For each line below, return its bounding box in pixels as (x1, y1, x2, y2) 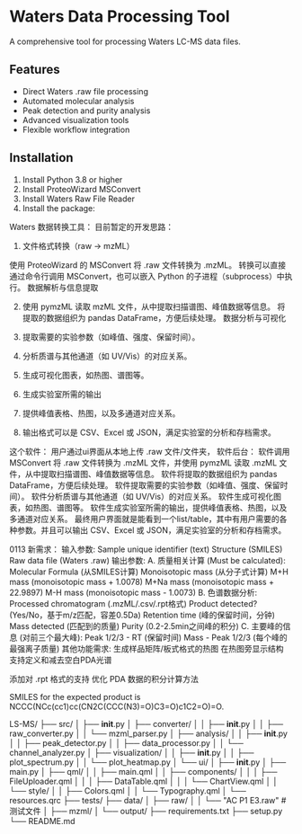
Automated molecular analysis (22, 95, 135, 106)
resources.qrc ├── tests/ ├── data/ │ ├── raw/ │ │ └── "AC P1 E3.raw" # (9, 794, 287, 805)
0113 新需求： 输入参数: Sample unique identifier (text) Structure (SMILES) (9, 544, 283, 555)
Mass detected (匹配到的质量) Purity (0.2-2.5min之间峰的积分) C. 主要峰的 (9, 620, 283, 631)
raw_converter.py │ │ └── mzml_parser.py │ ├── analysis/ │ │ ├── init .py (9, 728, 288, 739)
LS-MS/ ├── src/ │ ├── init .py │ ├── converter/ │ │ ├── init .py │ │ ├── (9, 718, 284, 729)
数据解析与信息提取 (26, 281, 99, 293)
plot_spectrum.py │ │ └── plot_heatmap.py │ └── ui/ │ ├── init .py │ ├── (9, 757, 287, 767)
